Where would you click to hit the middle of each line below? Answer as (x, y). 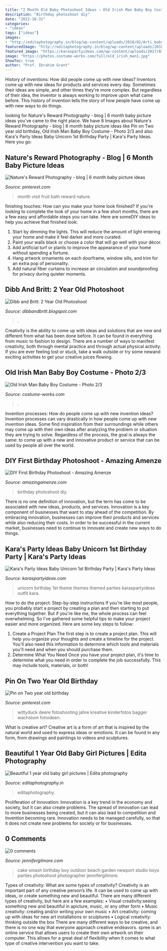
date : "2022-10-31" (25, 19)
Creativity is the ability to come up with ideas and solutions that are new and (83, 330)
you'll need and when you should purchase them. (63, 650)
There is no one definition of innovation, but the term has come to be (76, 502)
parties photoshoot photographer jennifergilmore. (68, 875)
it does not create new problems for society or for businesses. (69, 823)
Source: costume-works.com (35, 394)
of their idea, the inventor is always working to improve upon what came (79, 95)
